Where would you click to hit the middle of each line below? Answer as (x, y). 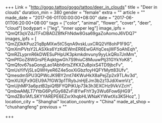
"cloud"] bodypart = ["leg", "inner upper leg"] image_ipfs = (65, 28)
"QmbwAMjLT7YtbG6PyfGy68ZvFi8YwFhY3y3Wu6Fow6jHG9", (69, 91)
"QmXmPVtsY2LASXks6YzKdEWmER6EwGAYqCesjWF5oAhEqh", (72, 49)
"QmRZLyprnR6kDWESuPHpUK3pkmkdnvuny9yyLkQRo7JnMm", (71, 54)
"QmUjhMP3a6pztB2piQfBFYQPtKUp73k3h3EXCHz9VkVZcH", (69, 86)
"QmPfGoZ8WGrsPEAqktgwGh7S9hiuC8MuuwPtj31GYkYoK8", (69, 60)
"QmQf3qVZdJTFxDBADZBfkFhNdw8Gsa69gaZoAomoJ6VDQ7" (71, 33)
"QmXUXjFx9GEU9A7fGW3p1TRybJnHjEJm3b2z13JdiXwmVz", (69, 81)
